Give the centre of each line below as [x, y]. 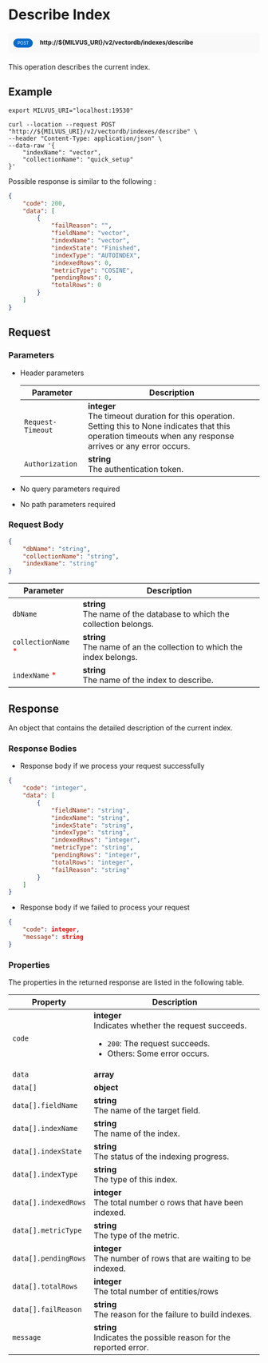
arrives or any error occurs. [139, 446]
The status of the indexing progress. [162, 1157]
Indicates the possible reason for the [162, 1337]
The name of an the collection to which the [163, 647]
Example [30, 92]
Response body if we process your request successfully [112, 766]
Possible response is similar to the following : [82, 181]
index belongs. [110, 658]
